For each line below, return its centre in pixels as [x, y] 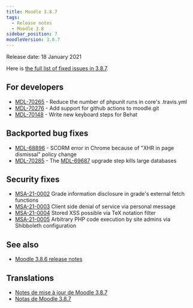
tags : [13, 17]
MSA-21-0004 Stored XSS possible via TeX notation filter [85, 213]
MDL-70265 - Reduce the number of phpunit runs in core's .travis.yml [101, 101]
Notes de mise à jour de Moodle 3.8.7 [61, 292]
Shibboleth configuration [46, 226]
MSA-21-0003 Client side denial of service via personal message [95, 207]
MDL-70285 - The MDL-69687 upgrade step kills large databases [96, 160]
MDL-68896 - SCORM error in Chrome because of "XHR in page [94, 148]
